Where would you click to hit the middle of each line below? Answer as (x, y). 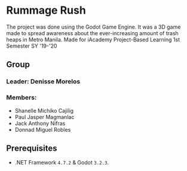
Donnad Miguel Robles (43, 129)
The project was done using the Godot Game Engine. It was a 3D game (93, 27)
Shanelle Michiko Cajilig (44, 110)
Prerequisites (32, 148)
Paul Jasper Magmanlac (45, 117)
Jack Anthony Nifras (40, 123)
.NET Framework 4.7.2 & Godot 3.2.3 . (62, 163)
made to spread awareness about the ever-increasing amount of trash (93, 33)
